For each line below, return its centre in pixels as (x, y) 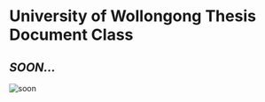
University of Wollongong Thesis (133, 16)
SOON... (32, 67)
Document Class (71, 35)
